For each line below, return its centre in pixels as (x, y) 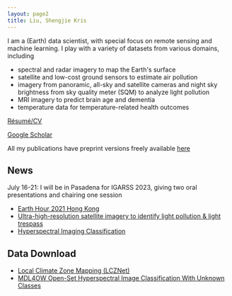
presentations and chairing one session (65, 195)
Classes (29, 286)
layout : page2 (28, 14)
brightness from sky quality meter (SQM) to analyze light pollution (114, 92)
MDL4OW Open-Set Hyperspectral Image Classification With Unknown (121, 278)
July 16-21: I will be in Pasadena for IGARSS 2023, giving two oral (102, 188)
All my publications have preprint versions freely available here (99, 148)
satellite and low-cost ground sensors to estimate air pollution (108, 77)
